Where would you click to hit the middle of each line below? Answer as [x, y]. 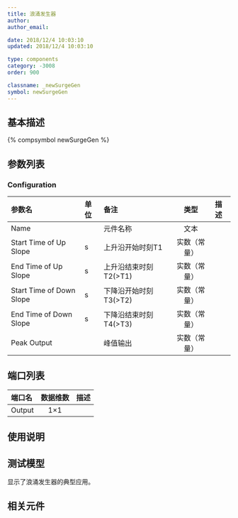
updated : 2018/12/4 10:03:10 [50, 47]
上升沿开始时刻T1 [133, 247]
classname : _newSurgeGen [44, 85]
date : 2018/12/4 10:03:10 [45, 40]
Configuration [32, 184]
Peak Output [32, 343]
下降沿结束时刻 [129, 315]
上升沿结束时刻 [129, 267]
